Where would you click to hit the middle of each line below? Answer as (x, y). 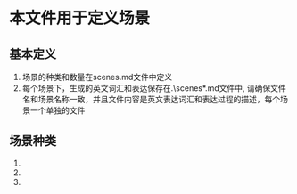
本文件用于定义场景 (80, 18)
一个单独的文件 (58, 110)
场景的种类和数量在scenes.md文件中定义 (97, 77)
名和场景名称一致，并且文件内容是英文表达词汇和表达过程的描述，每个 (151, 99)
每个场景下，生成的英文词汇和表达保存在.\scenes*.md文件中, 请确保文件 (154, 88)
